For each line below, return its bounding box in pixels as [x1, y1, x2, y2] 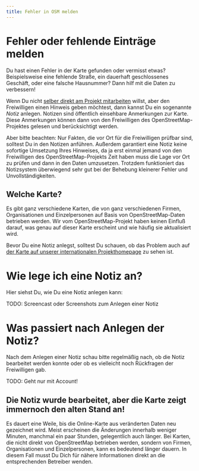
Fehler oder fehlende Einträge [6, 34, 156, 48]
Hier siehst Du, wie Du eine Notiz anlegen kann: [6, 289, 123, 296]
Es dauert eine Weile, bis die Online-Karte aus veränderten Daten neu [6, 420, 176, 428]
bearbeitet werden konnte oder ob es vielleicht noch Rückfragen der [6, 360, 174, 367]
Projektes [6, 123, 30, 130]
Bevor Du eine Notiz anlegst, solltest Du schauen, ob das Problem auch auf [6, 242, 190, 249]
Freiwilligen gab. [6, 366, 46, 373]
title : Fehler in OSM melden [6, 8, 78, 15]
